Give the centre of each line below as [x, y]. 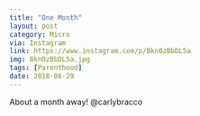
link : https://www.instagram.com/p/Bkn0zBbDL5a [100, 51]
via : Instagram [38, 43]
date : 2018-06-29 [42, 76]
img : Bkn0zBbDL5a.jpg [50, 59]
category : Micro [40, 34]
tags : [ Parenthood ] [46, 68]
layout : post [34, 26]
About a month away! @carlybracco [76, 102]
